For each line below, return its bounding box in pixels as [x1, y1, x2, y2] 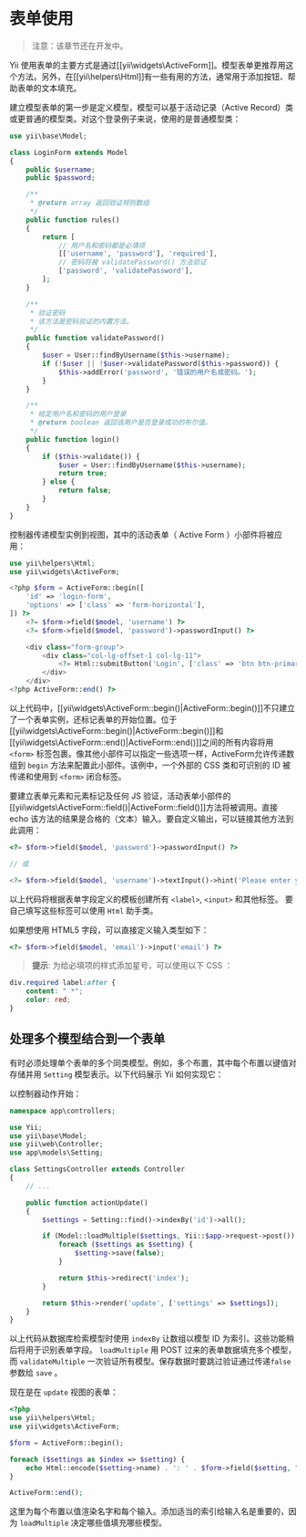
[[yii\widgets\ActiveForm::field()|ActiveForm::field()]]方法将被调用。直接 [9, 801, 278, 812]
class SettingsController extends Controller [9, 1165, 185, 1174]
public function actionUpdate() [25, 1197, 148, 1208]
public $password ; [25, 173, 96, 183]
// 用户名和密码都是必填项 [57, 241, 146, 250]
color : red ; [25, 996, 71, 1005]
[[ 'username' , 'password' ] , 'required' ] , [57, 249, 219, 258]
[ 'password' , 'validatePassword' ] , [57, 267, 194, 276]
